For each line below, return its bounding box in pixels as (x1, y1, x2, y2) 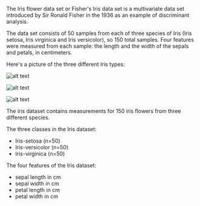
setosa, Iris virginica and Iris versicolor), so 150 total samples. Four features (6, 36, 195, 43)
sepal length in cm (15, 173, 62, 181)
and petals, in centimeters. (6, 49, 73, 56)
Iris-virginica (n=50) (15, 150, 65, 157)
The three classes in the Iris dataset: (6, 126, 97, 132)
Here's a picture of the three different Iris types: (6, 60, 125, 68)
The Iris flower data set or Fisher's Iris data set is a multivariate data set (6, 5, 184, 12)
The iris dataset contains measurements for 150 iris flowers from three (6, 108, 181, 114)
